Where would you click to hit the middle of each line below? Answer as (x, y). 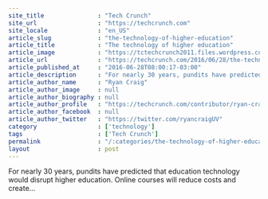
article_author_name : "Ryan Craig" (78, 82)
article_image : (55, 53)
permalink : (55, 141)
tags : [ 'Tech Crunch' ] (83, 134)
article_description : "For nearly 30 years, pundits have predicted (135, 75)
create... (22, 189)
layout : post (64, 149)
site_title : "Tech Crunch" (80, 16)
